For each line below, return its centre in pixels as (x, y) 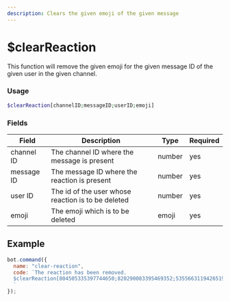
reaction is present (81, 181)
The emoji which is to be (90, 211)
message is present (82, 161)
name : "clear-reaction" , (49, 266)
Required (204, 141)
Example (26, 244)
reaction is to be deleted (90, 200)
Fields (17, 122)
